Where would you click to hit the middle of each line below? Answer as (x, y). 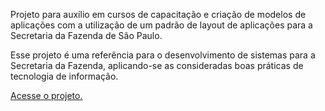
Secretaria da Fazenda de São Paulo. (86, 35)
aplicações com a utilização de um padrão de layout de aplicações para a (161, 25)
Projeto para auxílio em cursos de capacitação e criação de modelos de (158, 14)
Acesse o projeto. (46, 95)
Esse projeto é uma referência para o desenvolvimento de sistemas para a (163, 55)
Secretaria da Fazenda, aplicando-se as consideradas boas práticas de (157, 65)
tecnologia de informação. (64, 76)
